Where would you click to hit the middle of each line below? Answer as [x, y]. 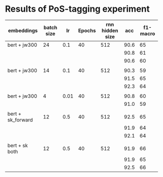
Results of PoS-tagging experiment [77, 9]
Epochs [87, 30]
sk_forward [20, 119]
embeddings [23, 30]
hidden [110, 30]
